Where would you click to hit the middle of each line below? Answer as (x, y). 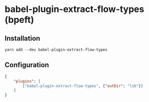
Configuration (27, 65)
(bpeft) (19, 20)
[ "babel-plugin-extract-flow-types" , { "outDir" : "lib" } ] (83, 86)
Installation (22, 38)
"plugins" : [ (27, 81)
